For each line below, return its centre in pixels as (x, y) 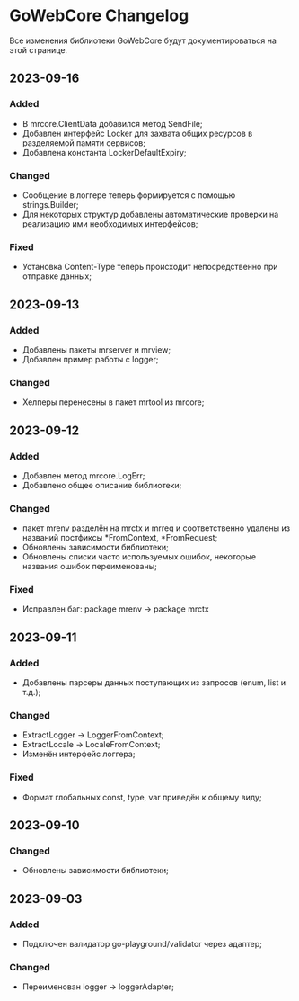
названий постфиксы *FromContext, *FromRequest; (120, 538)
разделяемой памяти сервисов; (84, 143)
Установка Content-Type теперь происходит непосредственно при (150, 267)
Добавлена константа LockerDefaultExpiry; (104, 152)
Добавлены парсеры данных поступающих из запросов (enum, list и (154, 683)
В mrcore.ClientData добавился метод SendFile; (113, 123)
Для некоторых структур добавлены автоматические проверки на (150, 214)
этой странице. (39, 49)
